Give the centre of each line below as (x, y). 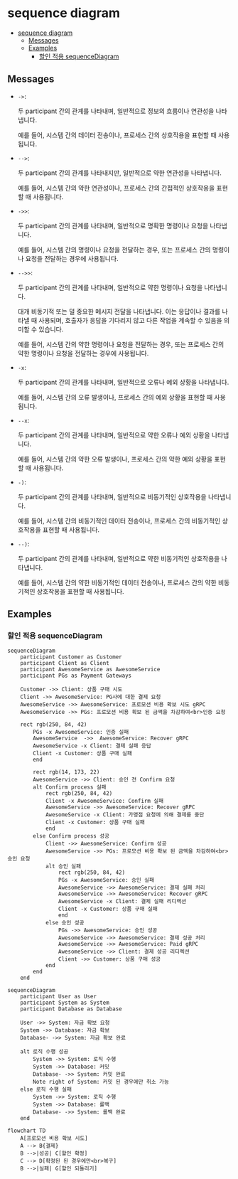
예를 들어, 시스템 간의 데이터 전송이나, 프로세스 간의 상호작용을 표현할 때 (117, 135)
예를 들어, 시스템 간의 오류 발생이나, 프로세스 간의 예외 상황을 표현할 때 (115, 397)
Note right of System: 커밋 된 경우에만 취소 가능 (101, 1082)
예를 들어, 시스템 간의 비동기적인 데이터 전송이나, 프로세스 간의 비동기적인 (119, 521)
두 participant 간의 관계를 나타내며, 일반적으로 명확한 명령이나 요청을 (113, 225)
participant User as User (59, 997)
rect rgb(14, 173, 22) (66, 772)
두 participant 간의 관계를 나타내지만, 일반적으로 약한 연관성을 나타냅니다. (119, 173)
